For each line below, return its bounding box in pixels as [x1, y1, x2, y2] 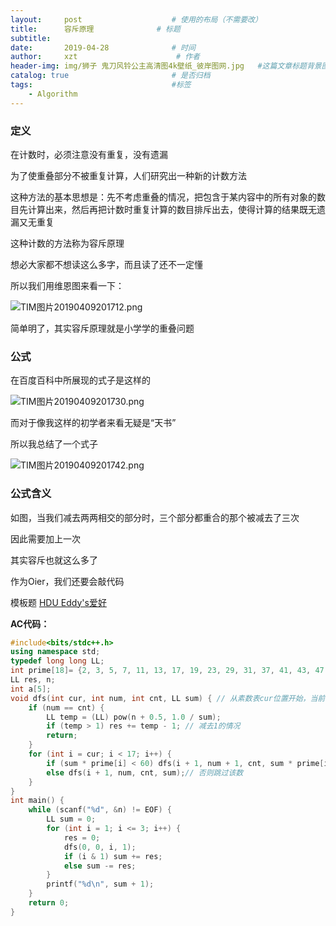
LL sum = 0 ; [46, 814, 97, 825]
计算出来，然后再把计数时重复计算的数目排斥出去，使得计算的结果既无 [27, 203, 317, 215]
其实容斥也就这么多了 [10, 554, 98, 566]
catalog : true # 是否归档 [10, 71, 211, 81]
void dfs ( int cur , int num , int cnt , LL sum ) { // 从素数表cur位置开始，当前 [10, 693, 326, 703]
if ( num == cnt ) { [28, 702, 105, 713]
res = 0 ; [63, 832, 101, 843]
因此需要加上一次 [10, 532, 81, 545]
